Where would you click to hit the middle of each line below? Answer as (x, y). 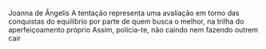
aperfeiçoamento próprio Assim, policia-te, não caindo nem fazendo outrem (133, 30)
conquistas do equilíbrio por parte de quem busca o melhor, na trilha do (126, 21)
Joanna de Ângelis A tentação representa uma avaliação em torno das (124, 13)
